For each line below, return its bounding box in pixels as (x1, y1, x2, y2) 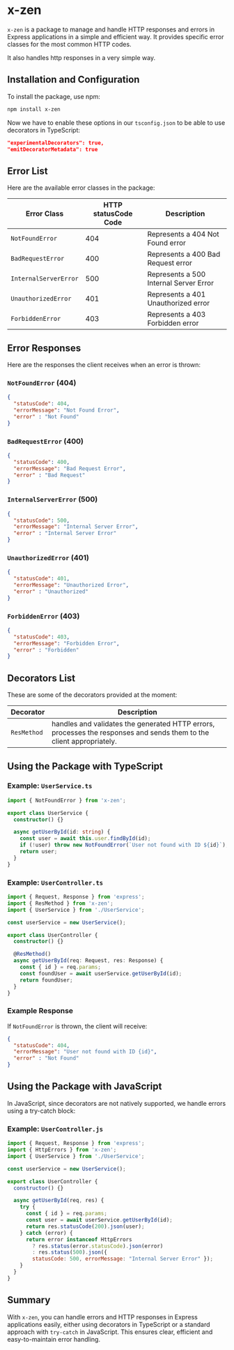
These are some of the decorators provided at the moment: (7, 691, 178, 699)
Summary (7, 1294, 51, 1306)
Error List (7, 165, 48, 177)
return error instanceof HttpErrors (25, 1236, 132, 1243)
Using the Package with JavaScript (7, 1081, 162, 1093)
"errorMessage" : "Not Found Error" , (13, 407, 120, 414)
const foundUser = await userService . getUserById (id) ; (19, 970, 182, 977)
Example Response (7, 1006, 74, 1016)
